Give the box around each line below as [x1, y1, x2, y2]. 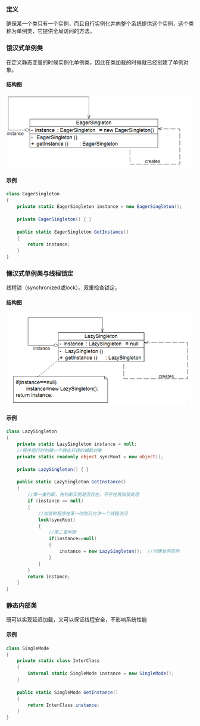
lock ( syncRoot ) [37, 517, 76, 523]
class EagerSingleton [6, 191, 60, 197]
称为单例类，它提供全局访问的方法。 [6, 27, 95, 35]
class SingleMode [6, 645, 49, 651]
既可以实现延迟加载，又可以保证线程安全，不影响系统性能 [6, 616, 147, 623]
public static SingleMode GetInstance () [17, 689, 118, 696]
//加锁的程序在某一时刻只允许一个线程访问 [37, 510, 128, 516]
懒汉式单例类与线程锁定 [6, 269, 73, 277]
